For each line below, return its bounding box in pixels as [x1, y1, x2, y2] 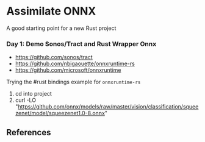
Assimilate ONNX [6, 4, 96, 18]
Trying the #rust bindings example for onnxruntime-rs [6, 78, 141, 86]
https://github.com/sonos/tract [15, 54, 93, 61]
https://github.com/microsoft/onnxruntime [15, 66, 121, 74]
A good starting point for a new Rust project [6, 24, 117, 32]
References [6, 127, 51, 138]
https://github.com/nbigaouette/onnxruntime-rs [15, 60, 135, 68]
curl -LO [15, 96, 37, 104]
